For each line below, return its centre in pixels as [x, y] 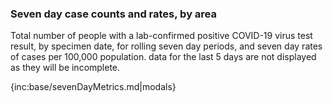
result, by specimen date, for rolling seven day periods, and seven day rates [166, 46]
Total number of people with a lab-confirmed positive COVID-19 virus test [161, 36]
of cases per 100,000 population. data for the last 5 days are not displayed [163, 57]
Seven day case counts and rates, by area [114, 14]
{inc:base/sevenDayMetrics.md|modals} [93, 87]
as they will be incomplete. [65, 68]
